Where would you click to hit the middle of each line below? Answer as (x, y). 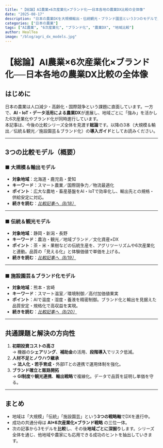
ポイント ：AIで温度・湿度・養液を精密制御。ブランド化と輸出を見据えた (84, 299)
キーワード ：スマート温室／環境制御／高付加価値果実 (65, 294)
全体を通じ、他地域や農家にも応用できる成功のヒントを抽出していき (80, 434)
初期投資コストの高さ (33, 346)
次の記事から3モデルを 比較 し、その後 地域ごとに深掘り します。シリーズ (83, 429)
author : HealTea (21, 32)
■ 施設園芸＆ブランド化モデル (40, 276)
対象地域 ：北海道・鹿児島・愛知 (44, 179)
